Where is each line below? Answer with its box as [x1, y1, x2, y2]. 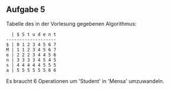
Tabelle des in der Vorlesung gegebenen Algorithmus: [6, 20, 137, 27]
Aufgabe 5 [6, 5, 45, 15]
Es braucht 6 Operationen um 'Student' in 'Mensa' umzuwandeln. [6, 77, 165, 84]
